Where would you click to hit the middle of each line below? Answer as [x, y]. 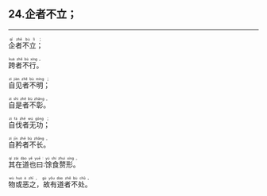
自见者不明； [29, 85]
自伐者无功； [29, 125]
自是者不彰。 [29, 105]
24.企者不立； [43, 14]
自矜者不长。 [29, 144]
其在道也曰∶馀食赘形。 [44, 164]
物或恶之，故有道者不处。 [50, 184]
